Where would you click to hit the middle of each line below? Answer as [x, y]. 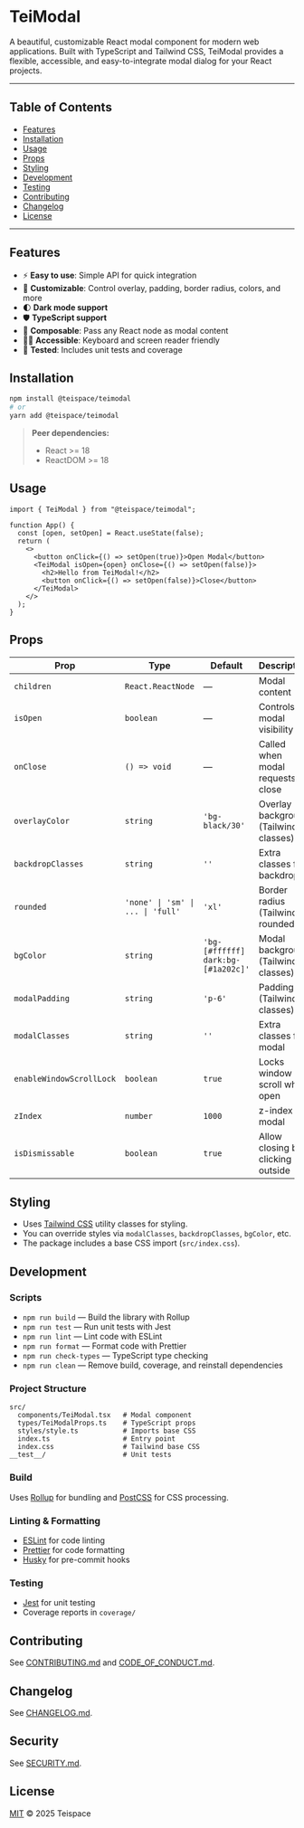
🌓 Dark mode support [65, 307]
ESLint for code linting [64, 1540]
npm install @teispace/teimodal [70, 399]
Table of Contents [61, 107]
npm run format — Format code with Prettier [104, 1346]
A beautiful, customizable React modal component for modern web [134, 42]
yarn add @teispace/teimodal [64, 416]
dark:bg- [222, 960]
